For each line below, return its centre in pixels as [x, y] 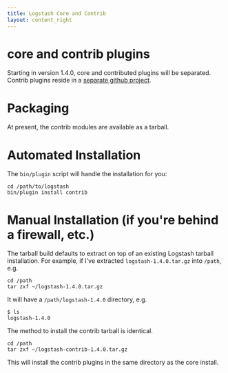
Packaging [38, 108]
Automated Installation [74, 155]
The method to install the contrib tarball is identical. [80, 331]
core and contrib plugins [79, 54]
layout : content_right [40, 20]
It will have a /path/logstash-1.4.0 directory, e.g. [77, 299]
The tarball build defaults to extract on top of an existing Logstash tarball [111, 254]
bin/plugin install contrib [48, 193]
